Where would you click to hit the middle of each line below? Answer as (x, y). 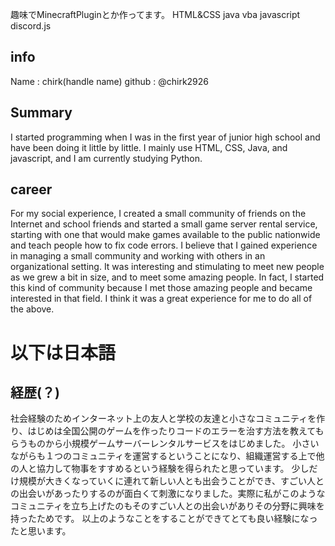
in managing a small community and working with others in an (138, 256)
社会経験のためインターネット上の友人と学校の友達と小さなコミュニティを (163, 419)
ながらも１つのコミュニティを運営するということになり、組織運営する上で (163, 456)
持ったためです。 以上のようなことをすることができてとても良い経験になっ (164, 519)
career (31, 189)
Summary (41, 113)
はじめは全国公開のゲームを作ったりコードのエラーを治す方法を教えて (171, 431)
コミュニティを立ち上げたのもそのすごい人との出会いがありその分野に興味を (167, 506)
